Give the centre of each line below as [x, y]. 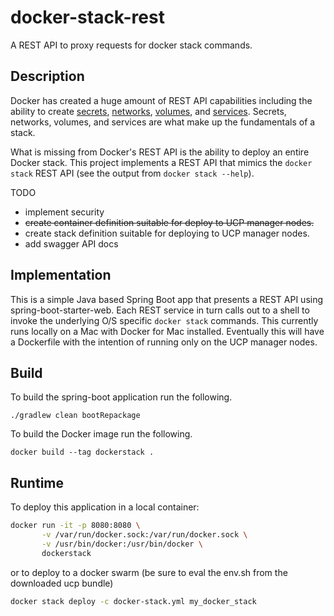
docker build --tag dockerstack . [82, 452]
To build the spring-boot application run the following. [121, 397]
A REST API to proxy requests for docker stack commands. [131, 45]
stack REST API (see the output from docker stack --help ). [132, 173]
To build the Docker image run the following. [101, 434]
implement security [64, 212]
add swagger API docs [71, 243]
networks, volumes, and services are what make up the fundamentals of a [163, 122]
